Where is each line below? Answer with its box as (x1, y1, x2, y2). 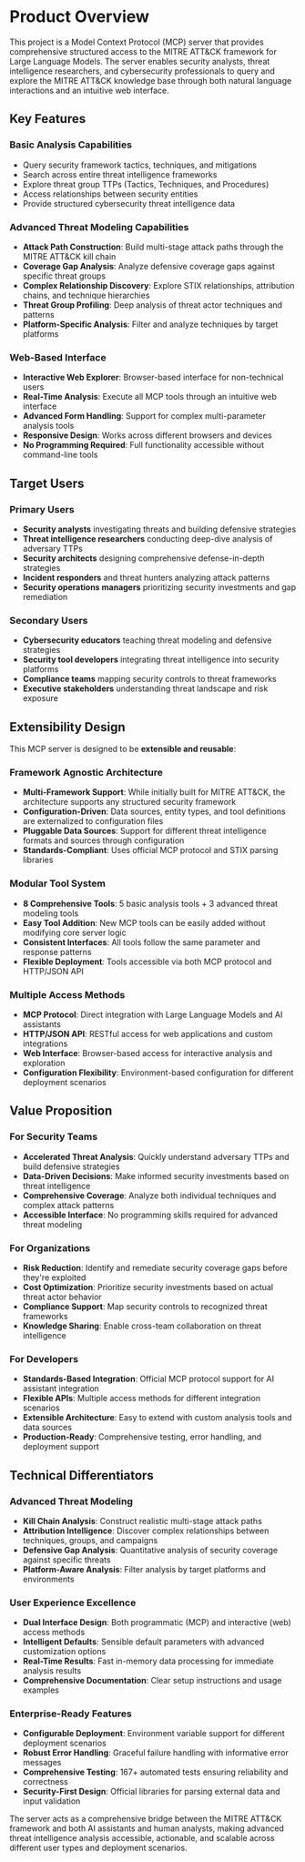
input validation (22, 1796, 81, 1806)
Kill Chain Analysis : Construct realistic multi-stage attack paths (22, 1515, 262, 1526)
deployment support (22, 1441, 99, 1452)
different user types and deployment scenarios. (9, 1842, 188, 1854)
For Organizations (9, 1241, 91, 1254)
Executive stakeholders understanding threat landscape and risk (22, 683, 269, 694)
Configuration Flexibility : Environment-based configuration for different (22, 1067, 294, 1078)
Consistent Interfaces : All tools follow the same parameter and (22, 936, 261, 948)
